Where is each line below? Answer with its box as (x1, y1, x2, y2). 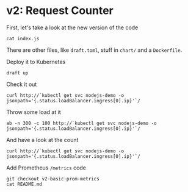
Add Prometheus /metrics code (6, 164, 87, 171)
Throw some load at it (6, 108, 61, 116)
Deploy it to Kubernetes (6, 58, 66, 65)
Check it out (6, 80, 37, 88)
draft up (6, 69, 29, 76)
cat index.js (6, 35, 40, 41)
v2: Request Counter (6, 4, 114, 18)
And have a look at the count (6, 136, 79, 143)
